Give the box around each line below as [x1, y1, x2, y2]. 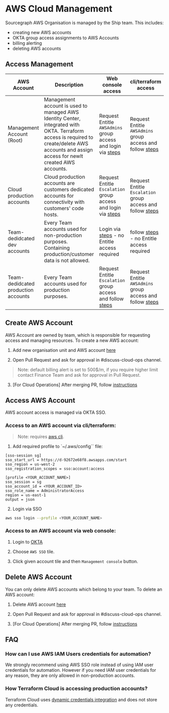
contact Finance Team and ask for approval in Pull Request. [17, 372, 141, 378]
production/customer [44, 250, 94, 257]
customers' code [44, 205, 84, 212]
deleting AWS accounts [12, 45, 61, 51]
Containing [44, 244, 70, 251]
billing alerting [12, 40, 42, 46]
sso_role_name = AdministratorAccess [5, 488, 84, 493]
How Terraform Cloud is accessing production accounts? [5, 685, 148, 692]
